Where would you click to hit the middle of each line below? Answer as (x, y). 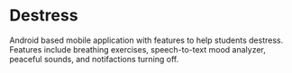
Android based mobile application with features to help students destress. (146, 40)
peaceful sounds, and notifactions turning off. (94, 59)
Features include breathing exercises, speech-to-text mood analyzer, (137, 49)
